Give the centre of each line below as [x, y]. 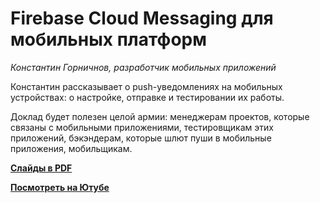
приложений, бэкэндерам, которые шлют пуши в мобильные [141, 138]
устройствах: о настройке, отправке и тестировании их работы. [147, 97]
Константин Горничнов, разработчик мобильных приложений [143, 67]
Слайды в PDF [41, 168]
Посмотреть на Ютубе [60, 187]
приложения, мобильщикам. [71, 148]
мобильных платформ [108, 39]
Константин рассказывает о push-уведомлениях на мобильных [146, 86]
